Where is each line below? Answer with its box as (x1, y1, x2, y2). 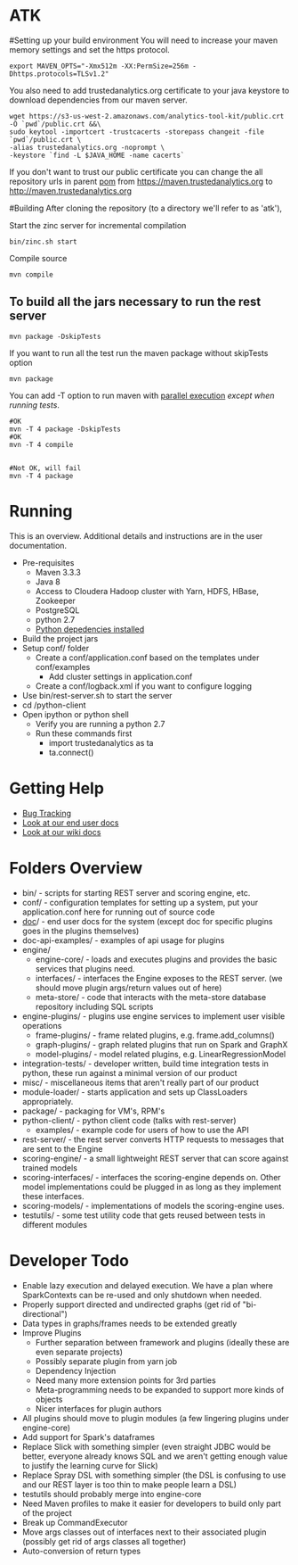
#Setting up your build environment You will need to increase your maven (9, 35, 278, 46)
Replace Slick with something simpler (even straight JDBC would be (21, 1441, 271, 1452)
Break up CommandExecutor (21, 1517, 128, 1528)
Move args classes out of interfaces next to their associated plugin (21, 1527, 267, 1537)
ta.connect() (48, 747, 94, 758)
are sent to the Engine (21, 1143, 103, 1154)
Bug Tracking (21, 807, 72, 818)
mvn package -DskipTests (9, 332, 101, 341)
